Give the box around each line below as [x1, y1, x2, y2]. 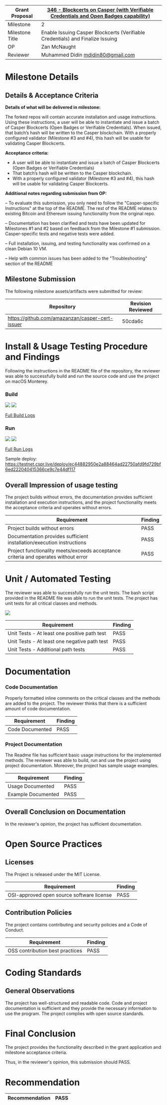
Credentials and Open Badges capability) [50, 12, 151, 19]
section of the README [5, 261, 53, 267]
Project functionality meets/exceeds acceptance [7, 547, 121, 554]
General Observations [5, 987, 75, 995]
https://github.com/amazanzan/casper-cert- [7, 314, 113, 321]
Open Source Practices [5, 838, 102, 849]
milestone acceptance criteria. [5, 1049, 68, 1056]
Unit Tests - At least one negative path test [7, 638, 108, 645]
